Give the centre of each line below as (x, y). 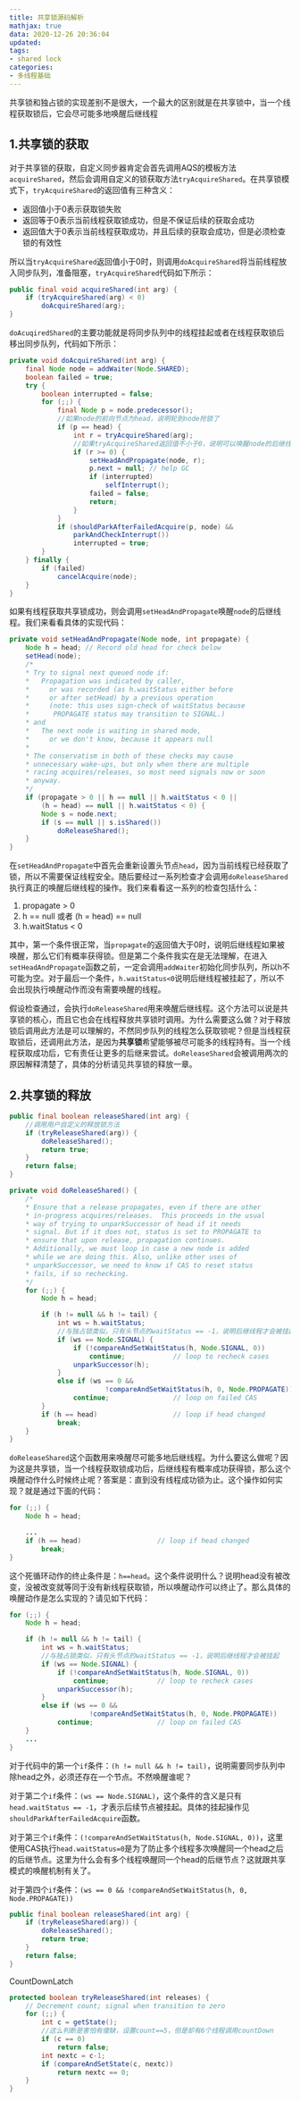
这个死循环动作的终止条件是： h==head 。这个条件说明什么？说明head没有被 (146, 1576)
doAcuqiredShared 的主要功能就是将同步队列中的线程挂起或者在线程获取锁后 (147, 332)
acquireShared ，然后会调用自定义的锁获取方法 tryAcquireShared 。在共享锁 (146, 179)
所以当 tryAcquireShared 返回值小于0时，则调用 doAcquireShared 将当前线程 (144, 261)
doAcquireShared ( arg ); (83, 306)
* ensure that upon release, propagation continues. (125, 1240)
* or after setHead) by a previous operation (120, 698)
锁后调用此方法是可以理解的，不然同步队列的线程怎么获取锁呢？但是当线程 (146, 1031)
